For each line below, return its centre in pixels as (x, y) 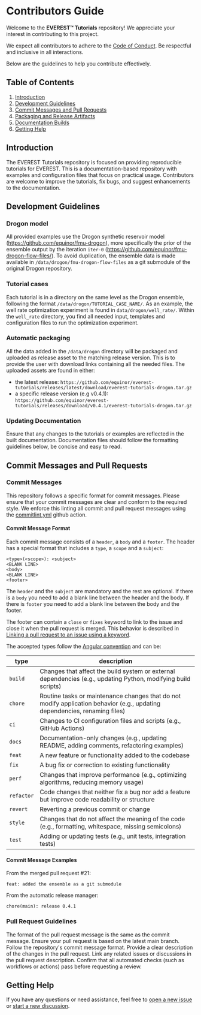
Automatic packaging (38, 338)
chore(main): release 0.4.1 (41, 906)
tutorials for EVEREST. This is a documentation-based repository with (92, 169)
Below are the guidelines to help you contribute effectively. (79, 64)
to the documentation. (33, 188)
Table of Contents (40, 82)
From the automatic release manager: (52, 896)
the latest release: (37, 382)
